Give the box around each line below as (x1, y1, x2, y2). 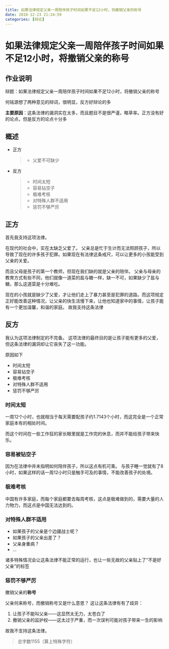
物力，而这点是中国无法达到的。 (9, 502, 76, 508)
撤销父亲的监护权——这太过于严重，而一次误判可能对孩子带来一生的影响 (12, 617, 162, 623)
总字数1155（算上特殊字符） (17, 638, 75, 644)
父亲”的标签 (5, 563, 30, 569)
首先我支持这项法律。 (5, 235, 49, 240)
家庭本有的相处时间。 (5, 420, 49, 426)
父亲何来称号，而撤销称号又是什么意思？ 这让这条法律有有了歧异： (5, 600, 143, 606)
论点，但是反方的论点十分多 (9, 116, 67, 122)
